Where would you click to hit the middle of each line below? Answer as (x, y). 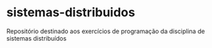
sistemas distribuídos (36, 38)
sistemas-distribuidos (71, 13)
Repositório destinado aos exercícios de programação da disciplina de (106, 31)
